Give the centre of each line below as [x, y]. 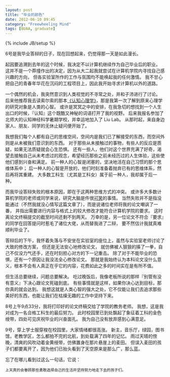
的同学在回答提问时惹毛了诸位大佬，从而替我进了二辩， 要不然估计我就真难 [83, 223]
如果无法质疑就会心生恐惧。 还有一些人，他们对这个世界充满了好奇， [86, 149]
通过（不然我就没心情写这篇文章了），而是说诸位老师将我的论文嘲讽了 [81, 204]
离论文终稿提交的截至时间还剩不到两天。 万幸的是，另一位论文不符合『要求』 [84, 217]
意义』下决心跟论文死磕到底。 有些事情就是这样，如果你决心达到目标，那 [86, 283]
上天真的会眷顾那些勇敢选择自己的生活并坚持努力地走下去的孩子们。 [66, 370]
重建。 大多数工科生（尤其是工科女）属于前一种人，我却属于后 [88, 175]
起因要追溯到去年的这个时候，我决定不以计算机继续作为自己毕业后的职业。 [83, 64]
